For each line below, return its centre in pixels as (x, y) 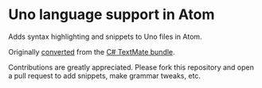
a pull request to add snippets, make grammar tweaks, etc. (105, 75)
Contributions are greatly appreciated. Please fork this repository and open (131, 67)
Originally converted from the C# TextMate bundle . (92, 52)
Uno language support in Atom (111, 15)
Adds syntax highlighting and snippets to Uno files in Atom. (105, 36)
